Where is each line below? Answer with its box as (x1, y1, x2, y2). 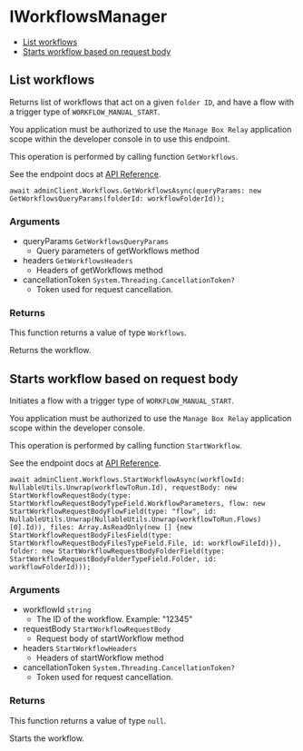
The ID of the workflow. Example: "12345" (35, 614, 193, 625)
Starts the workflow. (9, 733, 84, 744)
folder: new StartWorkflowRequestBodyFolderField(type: (9, 547, 225, 556)
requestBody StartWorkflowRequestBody (22, 624, 171, 635)
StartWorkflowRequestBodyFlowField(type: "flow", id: (9, 507, 218, 517)
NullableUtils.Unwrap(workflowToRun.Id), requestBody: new (9, 483, 238, 492)
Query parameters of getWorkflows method (35, 245, 200, 256)
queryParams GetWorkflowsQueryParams (22, 236, 170, 247)
